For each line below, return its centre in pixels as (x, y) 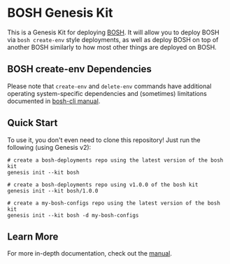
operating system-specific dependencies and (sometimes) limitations (107, 93)
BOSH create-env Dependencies (80, 69)
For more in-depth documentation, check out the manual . (90, 253)
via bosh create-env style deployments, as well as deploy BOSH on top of (113, 39)
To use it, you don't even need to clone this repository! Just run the (104, 140)
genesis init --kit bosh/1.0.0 (53, 190)
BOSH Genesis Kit (60, 13)
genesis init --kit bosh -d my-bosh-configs (73, 215)
